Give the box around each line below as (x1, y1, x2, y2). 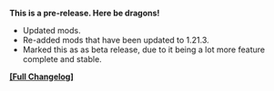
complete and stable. (22, 54, 102, 64)
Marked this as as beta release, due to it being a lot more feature (22, 44, 266, 55)
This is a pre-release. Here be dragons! (9, 8, 160, 18)
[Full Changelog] (9, 71, 75, 82)
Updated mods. (22, 25, 81, 35)
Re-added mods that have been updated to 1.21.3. (22, 35, 209, 45)
